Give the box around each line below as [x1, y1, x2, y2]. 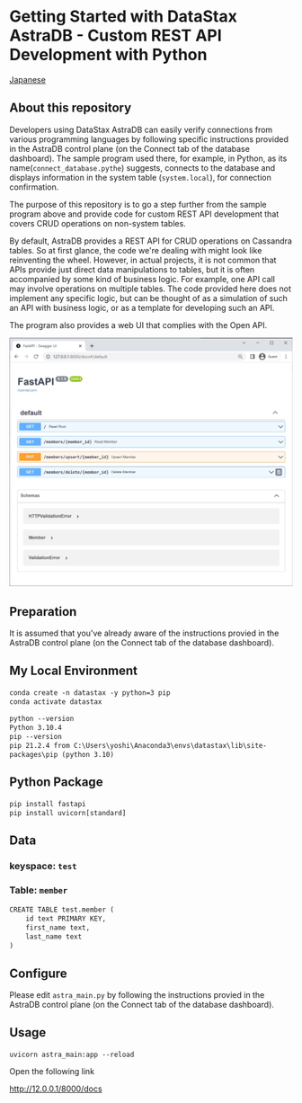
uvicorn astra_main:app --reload [9, 1050, 135, 1059]
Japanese [9, 74, 47, 85]
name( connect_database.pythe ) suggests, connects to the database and [9, 162, 276, 173]
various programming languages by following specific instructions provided [9, 133, 289, 145]
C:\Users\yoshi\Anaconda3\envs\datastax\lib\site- [73, 741, 268, 750]
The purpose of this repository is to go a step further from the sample [9, 199, 267, 209]
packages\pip [9, 750, 58, 759]
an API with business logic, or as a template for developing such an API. [9, 302, 275, 313]
